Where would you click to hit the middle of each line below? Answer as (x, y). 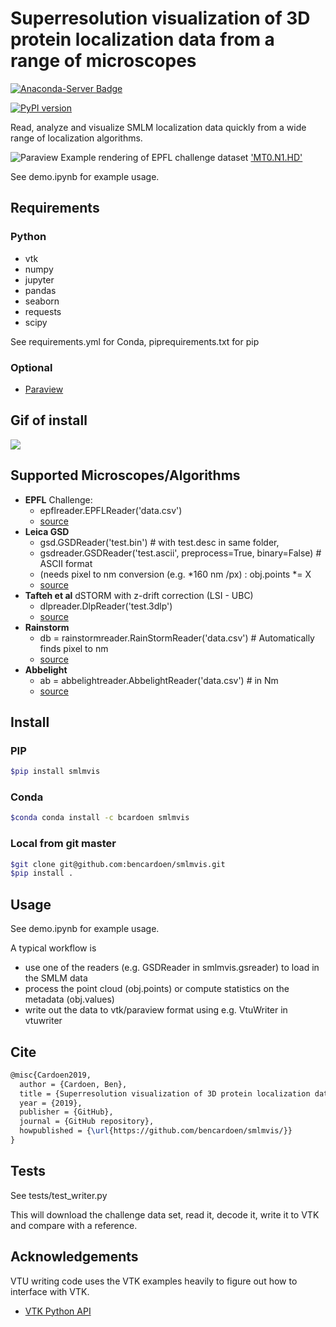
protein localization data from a (142, 39)
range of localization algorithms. (76, 138)
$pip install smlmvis (55, 772)
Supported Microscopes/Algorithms (125, 475)
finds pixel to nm (74, 648)
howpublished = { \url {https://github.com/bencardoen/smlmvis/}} (156, 1131)
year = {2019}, (51, 1103)
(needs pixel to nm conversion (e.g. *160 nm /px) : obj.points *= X (175, 574)
